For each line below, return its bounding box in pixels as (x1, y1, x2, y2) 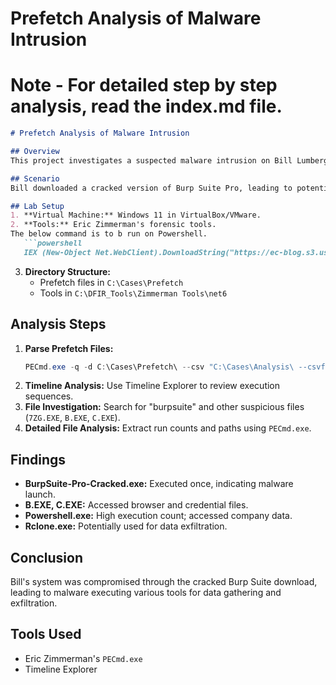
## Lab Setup (10, 201, 65, 211)
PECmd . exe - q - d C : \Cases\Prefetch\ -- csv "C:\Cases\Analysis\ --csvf (24, 362, 326, 372)
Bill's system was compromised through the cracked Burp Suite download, (10, 576, 318, 588)
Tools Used (10, 626, 82, 643)
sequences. (24, 390, 74, 402)
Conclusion (10, 549, 84, 566)
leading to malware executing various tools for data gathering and (10, 587, 282, 599)
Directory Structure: (24, 265, 112, 277)
